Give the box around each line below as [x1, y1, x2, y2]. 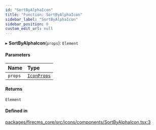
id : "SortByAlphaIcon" [5, 7, 53, 13]
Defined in [5, 108, 28, 114]
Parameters [5, 52, 30, 58]
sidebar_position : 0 [5, 21, 49, 27]
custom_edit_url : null [5, 26, 53, 31]
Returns [5, 85, 23, 92]
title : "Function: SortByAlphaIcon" [5, 12, 83, 17]
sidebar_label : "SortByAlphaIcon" [5, 17, 79, 22]
